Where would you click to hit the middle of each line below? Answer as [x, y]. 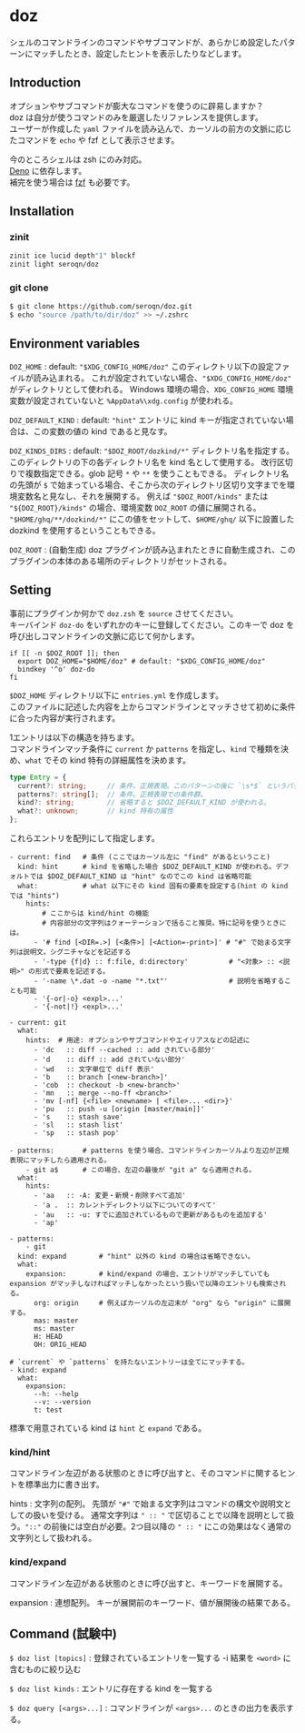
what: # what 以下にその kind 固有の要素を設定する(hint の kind [153, 887]
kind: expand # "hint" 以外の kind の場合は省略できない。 [136, 1257]
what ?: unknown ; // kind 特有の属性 [96, 811]
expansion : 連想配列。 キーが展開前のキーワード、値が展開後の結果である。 [152, 1602]
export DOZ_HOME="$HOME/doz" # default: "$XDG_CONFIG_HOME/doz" [142, 661]
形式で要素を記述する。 [73, 972]
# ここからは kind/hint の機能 [96, 914]
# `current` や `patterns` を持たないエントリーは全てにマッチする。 [129, 1363]
